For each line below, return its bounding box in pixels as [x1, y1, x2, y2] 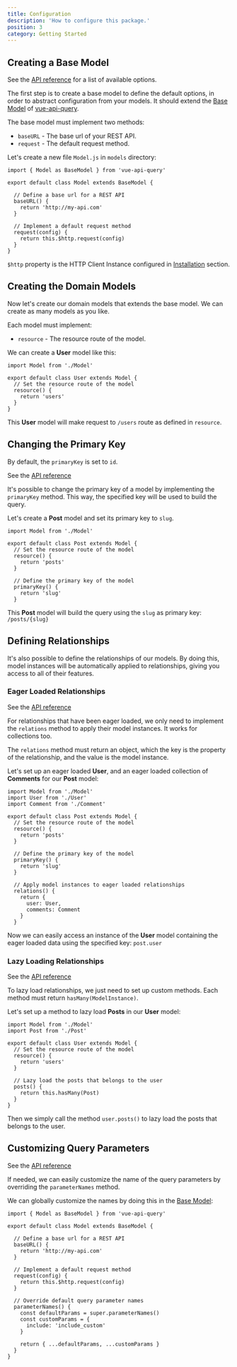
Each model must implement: [7, 320, 92, 329]
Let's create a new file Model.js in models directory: [7, 153, 157, 162]
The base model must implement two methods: [7, 118, 145, 126]
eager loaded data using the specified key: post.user [7, 938, 163, 947]
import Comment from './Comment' [7, 800, 106, 807]
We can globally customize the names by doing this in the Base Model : [7, 1196, 214, 1204]
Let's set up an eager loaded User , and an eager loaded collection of [7, 766, 209, 775]
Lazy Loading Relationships [7, 956, 105, 966]
